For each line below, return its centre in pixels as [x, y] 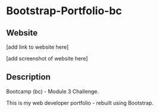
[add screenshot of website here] [47, 58]
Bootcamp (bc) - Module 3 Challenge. [53, 91]
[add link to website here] [38, 47]
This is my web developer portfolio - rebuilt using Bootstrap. [80, 103]
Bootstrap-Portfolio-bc [64, 11]
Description [28, 77]
